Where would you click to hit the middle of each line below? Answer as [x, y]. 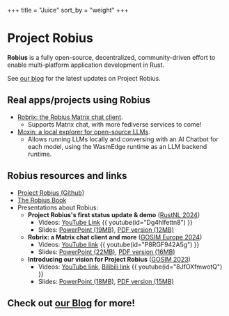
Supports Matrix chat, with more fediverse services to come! [114, 124]
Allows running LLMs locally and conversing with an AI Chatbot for [123, 139]
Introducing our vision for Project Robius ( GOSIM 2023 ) [109, 259]
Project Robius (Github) [51, 192]
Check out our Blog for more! [71, 303]
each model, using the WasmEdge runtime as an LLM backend [117, 146]
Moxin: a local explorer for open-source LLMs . [84, 132]
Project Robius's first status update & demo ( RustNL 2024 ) [114, 214]
